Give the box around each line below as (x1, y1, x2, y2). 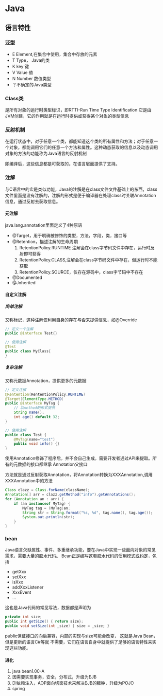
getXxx (12, 569, 27, 575)
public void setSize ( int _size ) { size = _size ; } (5, 623, 110, 628)
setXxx (12, 574, 26, 580)
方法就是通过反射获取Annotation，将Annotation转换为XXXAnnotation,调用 (5, 472, 153, 477)
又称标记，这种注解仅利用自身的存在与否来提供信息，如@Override (5, 317, 137, 323)
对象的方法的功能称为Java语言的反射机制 (5, 150, 87, 156)
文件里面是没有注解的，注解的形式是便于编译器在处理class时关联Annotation (5, 192, 156, 198)
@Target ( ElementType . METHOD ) (5, 396, 64, 402)
